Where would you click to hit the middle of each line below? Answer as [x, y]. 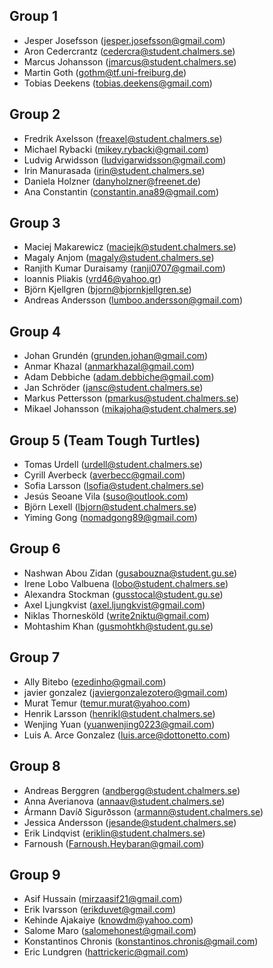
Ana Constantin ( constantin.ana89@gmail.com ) [121, 191]
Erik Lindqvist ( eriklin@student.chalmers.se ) [114, 833]
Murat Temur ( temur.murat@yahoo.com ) [107, 703]
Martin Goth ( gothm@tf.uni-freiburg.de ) [105, 72]
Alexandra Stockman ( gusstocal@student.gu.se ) [123, 594]
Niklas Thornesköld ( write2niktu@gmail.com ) [117, 615]
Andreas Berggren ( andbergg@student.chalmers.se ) [132, 790]
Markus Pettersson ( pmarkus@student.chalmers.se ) [131, 398]
